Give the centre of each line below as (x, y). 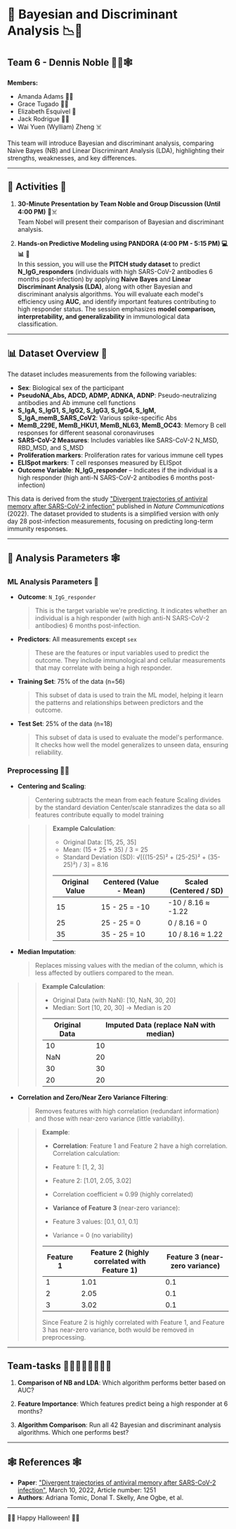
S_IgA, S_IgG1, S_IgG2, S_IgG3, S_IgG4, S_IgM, (87, 410)
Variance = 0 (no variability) (93, 1235)
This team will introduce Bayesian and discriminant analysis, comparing (111, 143)
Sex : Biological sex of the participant (71, 387)
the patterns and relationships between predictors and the (119, 703)
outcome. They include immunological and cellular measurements (130, 661)
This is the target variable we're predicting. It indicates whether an (131, 611)
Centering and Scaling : (52, 786)
